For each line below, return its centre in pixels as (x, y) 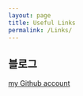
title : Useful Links (42, 23)
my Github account (39, 83)
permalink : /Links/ (40, 30)
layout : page (30, 15)
